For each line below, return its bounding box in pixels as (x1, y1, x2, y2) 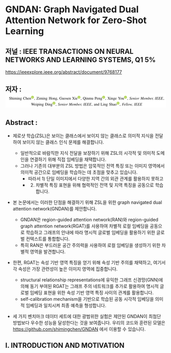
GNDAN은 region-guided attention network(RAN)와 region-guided (20, 216, 158, 222)
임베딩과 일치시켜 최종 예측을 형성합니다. (26, 302, 107, 308)
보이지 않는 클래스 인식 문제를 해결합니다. (22, 139, 105, 145)
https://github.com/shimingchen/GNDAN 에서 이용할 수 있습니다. (12, 326, 146, 332)
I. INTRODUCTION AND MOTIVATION (5, 341, 125, 349)
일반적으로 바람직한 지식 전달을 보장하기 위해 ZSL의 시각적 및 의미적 (20, 150, 156, 156)
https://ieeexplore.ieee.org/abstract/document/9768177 (5, 69, 123, 75)
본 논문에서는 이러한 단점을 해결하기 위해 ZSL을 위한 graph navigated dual (12, 199, 162, 205)
